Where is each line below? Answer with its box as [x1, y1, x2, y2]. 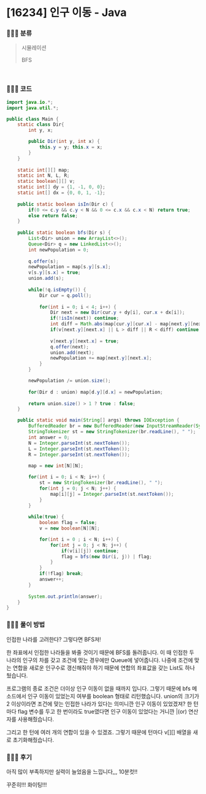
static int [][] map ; [17, 167, 70, 173]
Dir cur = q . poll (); [39, 292, 92, 298]
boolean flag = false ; [39, 520, 97, 526]
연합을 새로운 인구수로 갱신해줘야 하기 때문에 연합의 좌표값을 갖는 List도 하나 [12, 664, 195, 671]
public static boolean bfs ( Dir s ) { [17, 229, 112, 236]
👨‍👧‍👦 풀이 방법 [6, 620, 45, 629]
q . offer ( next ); [50, 344, 89, 350]
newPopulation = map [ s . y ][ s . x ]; [28, 264, 112, 270]
